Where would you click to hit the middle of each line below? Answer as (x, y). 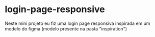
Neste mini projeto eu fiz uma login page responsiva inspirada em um (78, 23)
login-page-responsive (55, 9)
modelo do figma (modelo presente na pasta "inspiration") (66, 28)
